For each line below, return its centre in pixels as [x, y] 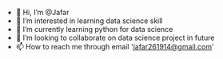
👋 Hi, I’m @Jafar [42, 12]
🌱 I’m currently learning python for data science [94, 29]
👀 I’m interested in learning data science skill [89, 21]
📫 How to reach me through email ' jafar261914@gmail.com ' [115, 47]
